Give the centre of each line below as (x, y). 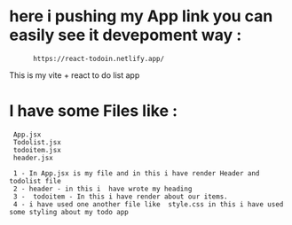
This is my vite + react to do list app (75, 75)
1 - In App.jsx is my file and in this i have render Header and (136, 173)
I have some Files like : (94, 111)
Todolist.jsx (37, 142)
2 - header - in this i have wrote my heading (103, 189)
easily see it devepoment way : (126, 35)
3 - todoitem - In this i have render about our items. (120, 197)
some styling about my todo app (69, 212)
